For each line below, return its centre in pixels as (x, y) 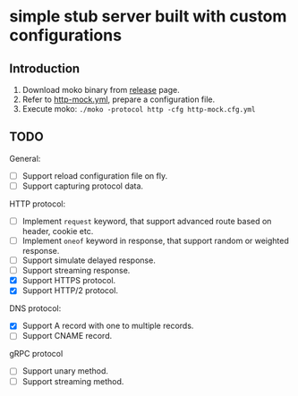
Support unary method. (65, 371)
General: (25, 158)
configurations (66, 35)
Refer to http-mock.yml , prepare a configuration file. (119, 99)
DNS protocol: (35, 308)
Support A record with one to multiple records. (108, 326)
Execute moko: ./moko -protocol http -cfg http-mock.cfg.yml (139, 109)
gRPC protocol (36, 354)
